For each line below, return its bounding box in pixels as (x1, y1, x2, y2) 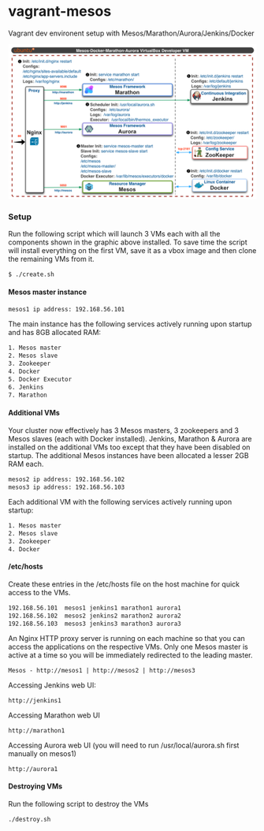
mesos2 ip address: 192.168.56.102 (8, 475, 125, 483)
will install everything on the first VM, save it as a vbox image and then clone (8, 246, 257, 255)
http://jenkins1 (8, 696, 61, 704)
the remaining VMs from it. (8, 255, 95, 264)
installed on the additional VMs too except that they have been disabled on (8, 442, 251, 452)
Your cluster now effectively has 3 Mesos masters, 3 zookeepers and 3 (8, 425, 239, 435)
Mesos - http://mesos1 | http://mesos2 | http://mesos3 (8, 666, 195, 674)
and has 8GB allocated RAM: (8, 328, 101, 337)
